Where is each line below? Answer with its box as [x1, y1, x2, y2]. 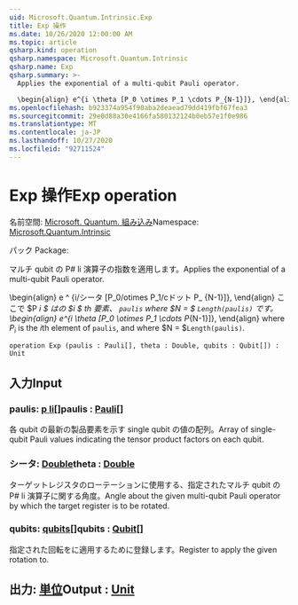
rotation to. [9, 554, 50, 564]
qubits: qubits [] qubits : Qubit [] [9, 522, 144, 535]
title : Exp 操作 [9, 21, 67, 30]
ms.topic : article [9, 37, 77, 47]
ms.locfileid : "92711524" [9, 145, 105, 153]
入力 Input [9, 375, 62, 390]
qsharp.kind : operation [9, 46, 98, 55]
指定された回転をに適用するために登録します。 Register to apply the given [9, 544, 278, 554]
